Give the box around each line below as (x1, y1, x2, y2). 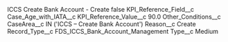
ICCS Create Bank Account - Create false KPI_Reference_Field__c (7, 6, 195, 13)
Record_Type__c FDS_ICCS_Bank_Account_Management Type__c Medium (7, 28, 219, 35)
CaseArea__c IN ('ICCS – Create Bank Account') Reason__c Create (7, 20, 196, 28)
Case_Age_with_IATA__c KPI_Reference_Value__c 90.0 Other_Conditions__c (7, 12, 222, 21)
